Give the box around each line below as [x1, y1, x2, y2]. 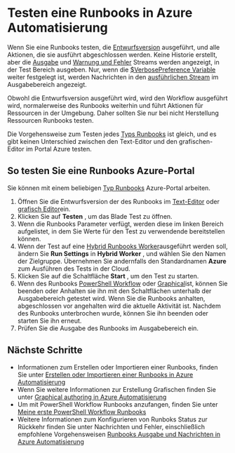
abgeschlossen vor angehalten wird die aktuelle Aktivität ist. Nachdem [17, 302, 221, 310]
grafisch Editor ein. [17, 205, 71, 213]
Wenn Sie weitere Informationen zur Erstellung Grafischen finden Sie [17, 385, 216, 393]
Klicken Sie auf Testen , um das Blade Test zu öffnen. [17, 212, 173, 220]
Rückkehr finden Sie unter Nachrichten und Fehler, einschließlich [17, 422, 206, 431]
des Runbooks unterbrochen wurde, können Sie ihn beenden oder [17, 309, 209, 317]
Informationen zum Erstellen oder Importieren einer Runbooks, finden [17, 363, 219, 371]
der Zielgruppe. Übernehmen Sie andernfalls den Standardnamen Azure [17, 257, 227, 265]
